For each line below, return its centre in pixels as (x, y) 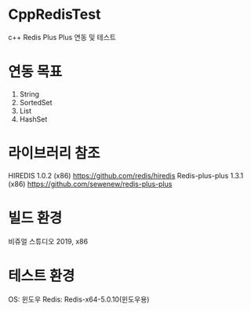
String (29, 94)
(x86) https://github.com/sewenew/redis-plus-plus (90, 184)
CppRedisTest (55, 15)
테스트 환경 (42, 276)
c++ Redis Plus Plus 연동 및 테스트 (62, 37)
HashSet (33, 119)
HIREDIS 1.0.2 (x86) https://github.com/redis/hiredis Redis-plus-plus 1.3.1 (126, 175)
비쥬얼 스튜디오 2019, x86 (48, 241)
